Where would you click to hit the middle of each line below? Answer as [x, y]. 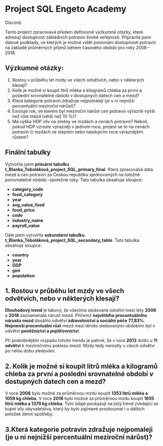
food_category [27, 194]
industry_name [28, 220]
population [23, 276]
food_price [23, 210]
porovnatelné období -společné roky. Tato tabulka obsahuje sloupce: [74, 180]
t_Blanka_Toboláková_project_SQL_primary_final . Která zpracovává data [79, 169]
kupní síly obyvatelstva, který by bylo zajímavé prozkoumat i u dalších [75, 409]
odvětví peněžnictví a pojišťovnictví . [43, 331]
